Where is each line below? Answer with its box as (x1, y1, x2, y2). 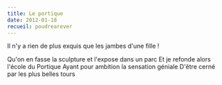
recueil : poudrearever (7, 23, 73, 30)
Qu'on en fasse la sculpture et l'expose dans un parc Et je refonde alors (7, 55, 211, 64)
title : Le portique (7, 10, 64, 17)
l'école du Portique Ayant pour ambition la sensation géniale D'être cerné (7, 63, 216, 71)
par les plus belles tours (7, 70, 76, 78)
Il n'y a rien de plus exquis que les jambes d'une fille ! (7, 42, 160, 50)
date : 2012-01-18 (7, 17, 57, 23)
